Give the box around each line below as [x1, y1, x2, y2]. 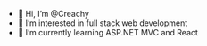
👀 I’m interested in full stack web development [17, 18, 188, 28]
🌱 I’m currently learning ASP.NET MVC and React [17, 27, 199, 37]
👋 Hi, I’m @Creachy [17, 9, 89, 19]
